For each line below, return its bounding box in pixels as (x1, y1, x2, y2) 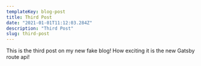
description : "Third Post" (6, 25, 74, 32)
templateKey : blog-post (6, 8, 66, 15)
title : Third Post (6, 14, 52, 20)
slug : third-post (6, 31, 50, 37)
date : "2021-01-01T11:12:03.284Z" (6, 20, 93, 26)
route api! (6, 54, 30, 61)
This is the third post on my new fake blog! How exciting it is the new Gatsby (6, 47, 195, 54)
